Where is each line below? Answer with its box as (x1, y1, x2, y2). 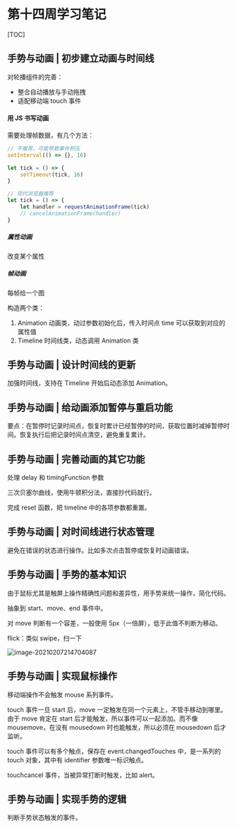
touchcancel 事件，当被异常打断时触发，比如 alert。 (7, 771, 159, 779)
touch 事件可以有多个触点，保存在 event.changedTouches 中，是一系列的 (7, 747, 221, 755)
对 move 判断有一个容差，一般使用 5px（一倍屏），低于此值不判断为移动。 (7, 619, 222, 627)
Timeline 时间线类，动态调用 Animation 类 (17, 336, 139, 345)
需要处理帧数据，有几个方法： (7, 131, 94, 139)
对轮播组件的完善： (7, 72, 63, 81)
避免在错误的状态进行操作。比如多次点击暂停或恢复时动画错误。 (7, 545, 193, 555)
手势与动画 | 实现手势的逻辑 (7, 793, 127, 805)
